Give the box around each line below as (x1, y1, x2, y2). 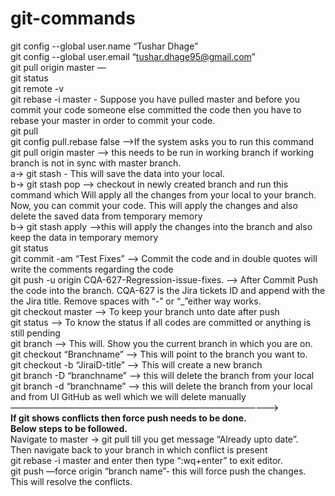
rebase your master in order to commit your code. (10, 114, 216, 126)
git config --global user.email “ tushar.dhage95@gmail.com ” (10, 50, 256, 62)
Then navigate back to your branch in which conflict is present (10, 443, 268, 456)
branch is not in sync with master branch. (10, 157, 182, 169)
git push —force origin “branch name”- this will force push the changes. (10, 465, 307, 477)
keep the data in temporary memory (10, 231, 159, 243)
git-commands (10, 7, 136, 30)
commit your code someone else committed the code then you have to (10, 103, 302, 116)
